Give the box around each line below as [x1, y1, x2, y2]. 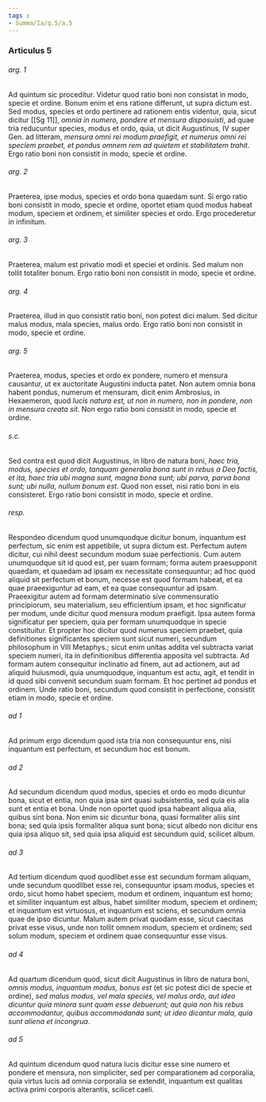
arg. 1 [8, 65, 26, 75]
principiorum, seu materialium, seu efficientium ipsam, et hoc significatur [8, 600, 247, 609]
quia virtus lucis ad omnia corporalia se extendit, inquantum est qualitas [8, 1076, 244, 1085]
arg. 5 [8, 346, 28, 355]
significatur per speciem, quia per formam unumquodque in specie [8, 617, 227, 627]
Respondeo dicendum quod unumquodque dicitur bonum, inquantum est [8, 532, 246, 541]
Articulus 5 [8, 45, 52, 56]
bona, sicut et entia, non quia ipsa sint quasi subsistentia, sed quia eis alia [8, 796, 250, 805]
